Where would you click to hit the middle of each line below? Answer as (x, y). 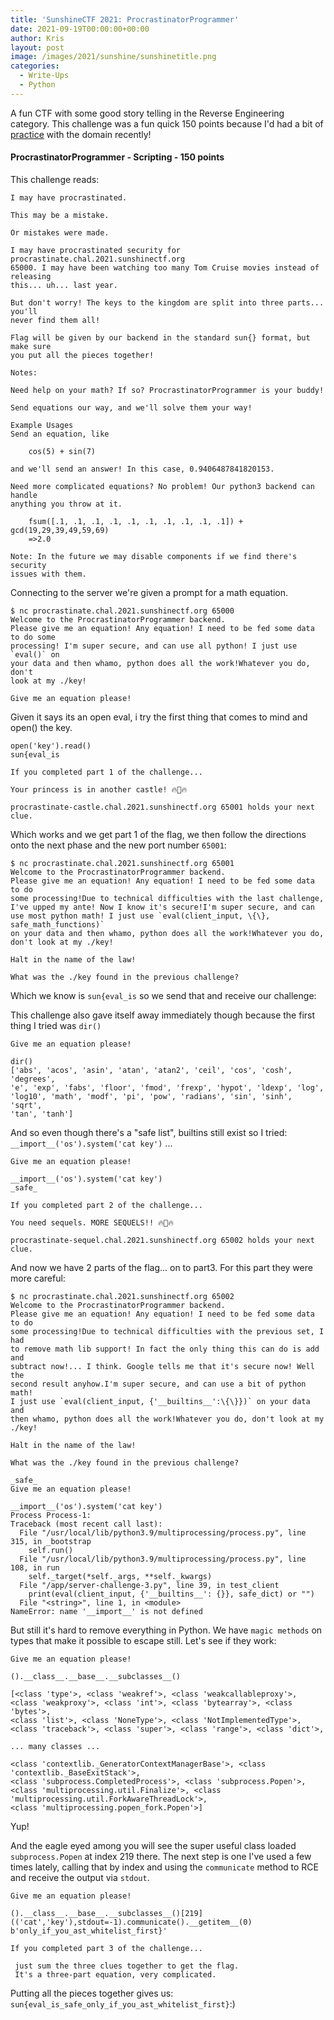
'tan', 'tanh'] (42, 1114)
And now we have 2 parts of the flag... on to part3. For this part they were (161, 1267)
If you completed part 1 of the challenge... (106, 772)
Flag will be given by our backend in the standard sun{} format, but (160, 337)
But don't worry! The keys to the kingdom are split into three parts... (167, 302)
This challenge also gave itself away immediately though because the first (163, 1015)
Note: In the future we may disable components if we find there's (154, 556)
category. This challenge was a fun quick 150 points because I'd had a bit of (167, 123)
